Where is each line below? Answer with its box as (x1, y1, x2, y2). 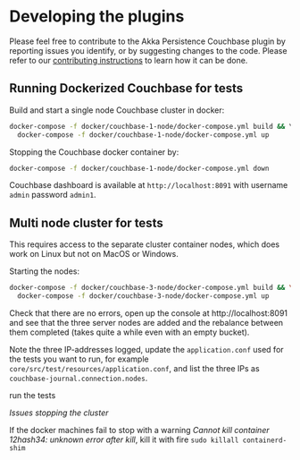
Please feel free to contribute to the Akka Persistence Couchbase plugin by (9, 36, 286, 47)
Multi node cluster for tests (9, 215, 163, 230)
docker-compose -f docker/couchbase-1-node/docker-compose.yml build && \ (9, 122, 294, 131)
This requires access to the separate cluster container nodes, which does (9, 239, 279, 250)
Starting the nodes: (9, 266, 80, 277)
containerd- (242, 436, 287, 445)
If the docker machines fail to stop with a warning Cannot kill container (9, 424, 270, 435)
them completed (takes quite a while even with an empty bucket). (9, 327, 250, 337)
